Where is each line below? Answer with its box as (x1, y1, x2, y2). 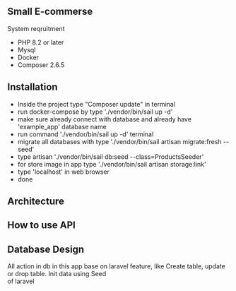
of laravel (7, 277, 35, 285)
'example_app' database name (17, 122, 107, 131)
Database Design (7, 243, 85, 255)
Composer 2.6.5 (17, 60, 65, 69)
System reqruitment (7, 24, 65, 32)
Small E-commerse (7, 6, 93, 18)
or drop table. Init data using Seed (7, 270, 107, 278)
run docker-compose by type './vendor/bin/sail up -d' (17, 107, 173, 116)
